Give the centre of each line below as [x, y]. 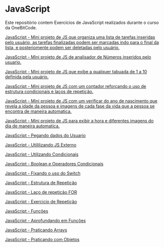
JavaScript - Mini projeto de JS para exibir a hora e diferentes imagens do [79, 121]
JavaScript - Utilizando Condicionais [42, 154]
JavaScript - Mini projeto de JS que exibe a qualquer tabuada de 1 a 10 [76, 71]
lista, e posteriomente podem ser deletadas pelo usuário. [62, 47]
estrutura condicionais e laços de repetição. [49, 91]
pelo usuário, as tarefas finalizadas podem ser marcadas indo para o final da [82, 42]
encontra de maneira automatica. [38, 111]
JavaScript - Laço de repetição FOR [41, 192]
